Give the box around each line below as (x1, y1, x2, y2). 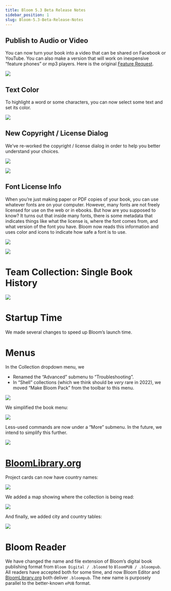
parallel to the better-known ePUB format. (5, 580, 91, 586)
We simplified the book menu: (5, 405, 68, 411)
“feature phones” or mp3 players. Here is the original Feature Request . (5, 61, 154, 67)
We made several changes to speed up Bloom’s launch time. (5, 329, 132, 335)
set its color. (5, 105, 31, 111)
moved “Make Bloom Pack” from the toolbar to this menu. (12, 385, 135, 391)
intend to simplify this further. (5, 429, 68, 436)
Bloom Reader (5, 541, 67, 553)
